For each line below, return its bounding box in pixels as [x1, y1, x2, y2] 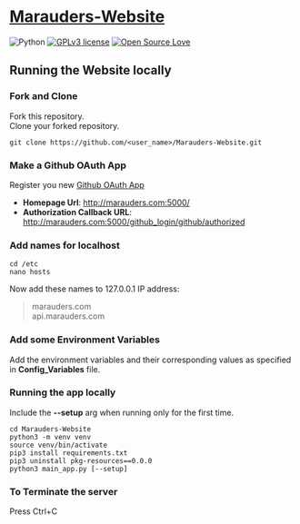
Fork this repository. [9, 111, 85, 122]
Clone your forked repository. [9, 120, 120, 131]
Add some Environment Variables [9, 333, 161, 346]
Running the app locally [9, 386, 116, 399]
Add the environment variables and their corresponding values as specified [9, 354, 292, 365]
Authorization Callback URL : [22, 206, 132, 217]
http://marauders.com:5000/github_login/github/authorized [22, 216, 245, 227]
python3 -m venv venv [9, 432, 92, 441]
